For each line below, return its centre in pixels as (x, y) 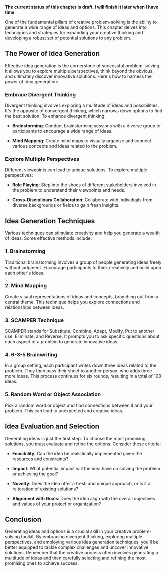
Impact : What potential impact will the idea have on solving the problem (86, 468)
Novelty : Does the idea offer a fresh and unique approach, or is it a (81, 483)
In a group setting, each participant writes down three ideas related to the (81, 365)
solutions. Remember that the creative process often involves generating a (82, 553)
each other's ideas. (25, 273)
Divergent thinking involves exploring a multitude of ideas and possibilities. (82, 106)
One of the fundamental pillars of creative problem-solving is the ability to (81, 22)
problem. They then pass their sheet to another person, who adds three (79, 371)
